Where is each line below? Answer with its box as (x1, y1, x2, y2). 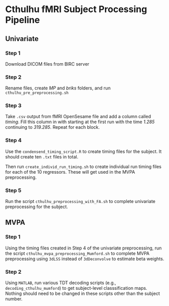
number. (5, 296, 23, 302)
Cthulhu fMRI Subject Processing (5, 4, 147, 15)
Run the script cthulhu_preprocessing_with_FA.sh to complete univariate (5, 198, 155, 205)
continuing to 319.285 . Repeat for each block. (5, 124, 100, 130)
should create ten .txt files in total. (5, 154, 79, 160)
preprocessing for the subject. (5, 203, 68, 210)
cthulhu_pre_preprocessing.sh (5, 90, 69, 95)
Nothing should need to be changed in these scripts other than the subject (5, 290, 160, 296)
